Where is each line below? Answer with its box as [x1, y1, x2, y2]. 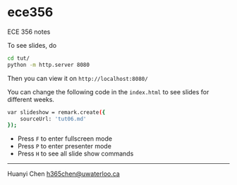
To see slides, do [7, 41, 57, 49]
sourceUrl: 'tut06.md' [20, 115, 87, 122]
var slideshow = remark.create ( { [7, 108, 106, 116]
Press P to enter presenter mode [17, 142, 111, 151]
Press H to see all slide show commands [17, 149, 134, 158]
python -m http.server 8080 [7, 61, 90, 68]
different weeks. [7, 95, 55, 103]
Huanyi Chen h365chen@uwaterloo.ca [7, 170, 120, 178]
